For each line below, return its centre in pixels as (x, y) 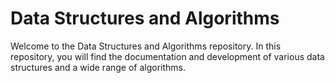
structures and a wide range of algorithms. (98, 67)
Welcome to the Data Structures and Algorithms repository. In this (146, 46)
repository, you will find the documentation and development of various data (167, 56)
